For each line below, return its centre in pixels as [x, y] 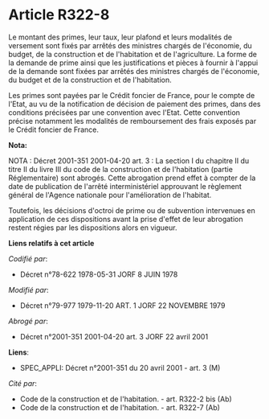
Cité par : [23, 383]
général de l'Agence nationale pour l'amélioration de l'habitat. [110, 195]
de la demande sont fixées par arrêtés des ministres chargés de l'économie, [134, 71]
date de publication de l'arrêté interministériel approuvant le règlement [125, 186]
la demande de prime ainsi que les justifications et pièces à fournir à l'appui [133, 63]
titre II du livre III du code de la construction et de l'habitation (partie [120, 169]
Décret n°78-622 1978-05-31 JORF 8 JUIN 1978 [99, 274]
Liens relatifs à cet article [51, 243]
